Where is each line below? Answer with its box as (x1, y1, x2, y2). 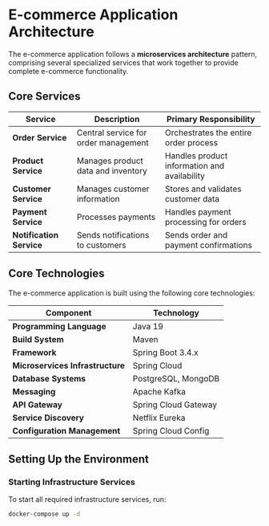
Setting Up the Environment (8, 452, 150, 466)
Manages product (76, 155, 144, 166)
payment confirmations (165, 239, 252, 251)
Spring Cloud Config (132, 425, 210, 436)
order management (76, 137, 150, 148)
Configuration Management (12, 425, 121, 436)
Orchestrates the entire (165, 127, 252, 138)
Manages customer (76, 183, 150, 194)
